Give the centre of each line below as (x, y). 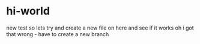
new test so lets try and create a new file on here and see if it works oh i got (100, 28)
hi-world (28, 11)
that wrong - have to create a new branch (58, 34)
